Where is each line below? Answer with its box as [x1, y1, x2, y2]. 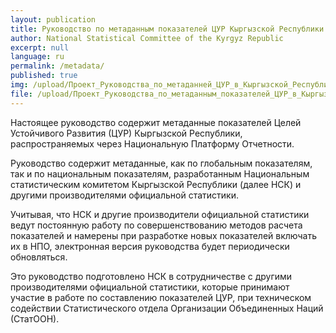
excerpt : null [10, 42, 70, 53]
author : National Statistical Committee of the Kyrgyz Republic [10, 33, 284, 43]
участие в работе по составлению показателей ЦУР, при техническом [10, 291, 312, 303]
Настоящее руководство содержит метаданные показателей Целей [10, 116, 302, 128]
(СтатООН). [10, 312, 60, 325]
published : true [10, 71, 78, 81]
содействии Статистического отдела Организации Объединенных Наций [10, 302, 324, 314]
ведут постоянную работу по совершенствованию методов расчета [10, 219, 303, 231]
